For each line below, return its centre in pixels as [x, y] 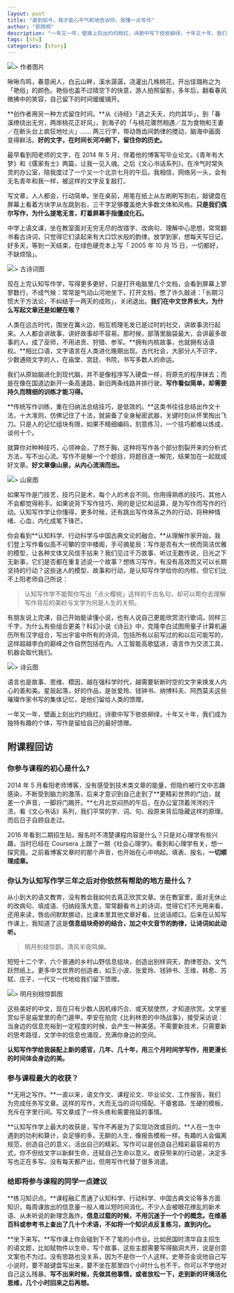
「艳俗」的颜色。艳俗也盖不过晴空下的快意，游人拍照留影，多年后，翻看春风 [117, 90]
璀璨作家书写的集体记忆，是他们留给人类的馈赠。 [77, 699]
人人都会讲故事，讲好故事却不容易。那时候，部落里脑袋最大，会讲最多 [120, 333]
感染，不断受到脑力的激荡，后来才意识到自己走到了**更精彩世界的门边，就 [114, 794]
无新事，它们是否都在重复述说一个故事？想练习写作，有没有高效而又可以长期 [117, 561]
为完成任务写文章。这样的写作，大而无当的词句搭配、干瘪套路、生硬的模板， [117, 1103]
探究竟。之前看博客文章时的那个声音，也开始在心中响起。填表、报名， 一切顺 [117, 852]
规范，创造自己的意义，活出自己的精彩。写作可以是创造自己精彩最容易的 [111, 1145]
